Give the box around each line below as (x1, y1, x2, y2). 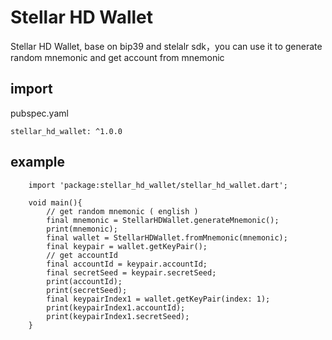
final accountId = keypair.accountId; (46, 259, 208, 269)
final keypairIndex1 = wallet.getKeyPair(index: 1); (46, 294, 271, 304)
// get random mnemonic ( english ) (46, 206, 199, 216)
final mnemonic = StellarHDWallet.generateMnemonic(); (46, 215, 280, 225)
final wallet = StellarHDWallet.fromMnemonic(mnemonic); (46, 232, 288, 243)
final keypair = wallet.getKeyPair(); (46, 241, 208, 251)
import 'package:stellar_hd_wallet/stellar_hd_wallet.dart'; (28, 180, 288, 190)
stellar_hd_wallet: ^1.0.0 (10, 126, 123, 136)
